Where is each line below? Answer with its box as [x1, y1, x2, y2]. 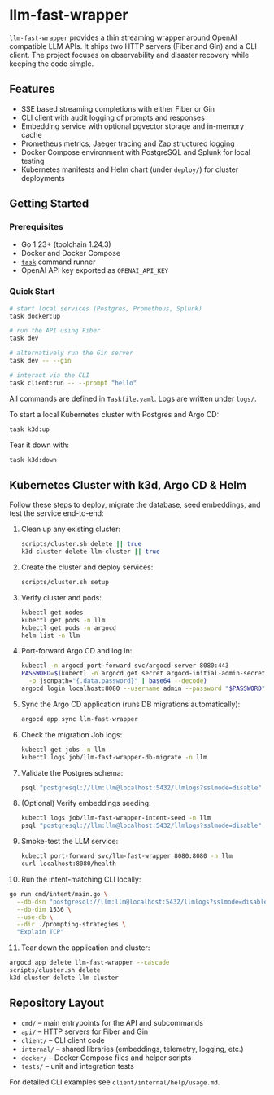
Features [9, 82, 55, 96]
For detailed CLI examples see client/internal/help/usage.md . [9, 1077, 220, 1087]
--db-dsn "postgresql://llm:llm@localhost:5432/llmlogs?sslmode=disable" [16, 898, 272, 906]
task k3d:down [9, 455, 58, 464]
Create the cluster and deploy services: [20, 562, 154, 572]
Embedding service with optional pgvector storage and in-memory [20, 121, 245, 131]
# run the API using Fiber [9, 327, 101, 335]
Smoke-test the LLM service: [20, 837, 119, 847]
